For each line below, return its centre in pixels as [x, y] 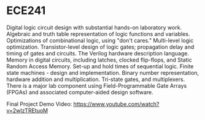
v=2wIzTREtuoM [27, 110]
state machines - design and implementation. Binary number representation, [103, 72]
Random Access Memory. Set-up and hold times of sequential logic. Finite [100, 66]
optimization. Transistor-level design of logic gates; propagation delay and [100, 47]
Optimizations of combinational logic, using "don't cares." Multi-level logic [100, 40]
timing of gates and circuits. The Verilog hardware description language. [98, 53]
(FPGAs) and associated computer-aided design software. [80, 92]
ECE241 [26, 11]
